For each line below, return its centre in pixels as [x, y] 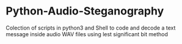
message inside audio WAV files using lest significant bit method [87, 34]
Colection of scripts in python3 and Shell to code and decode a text [91, 28]
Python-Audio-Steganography [85, 11]
